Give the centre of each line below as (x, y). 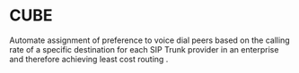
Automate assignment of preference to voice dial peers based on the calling (149, 40)
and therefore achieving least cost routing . (89, 59)
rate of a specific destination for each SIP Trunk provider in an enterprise (144, 49)
